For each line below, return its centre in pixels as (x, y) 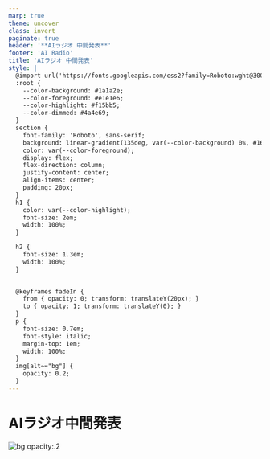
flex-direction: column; (64, 166)
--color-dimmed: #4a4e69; (66, 113)
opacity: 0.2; (46, 374)
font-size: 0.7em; (53, 329)
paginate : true (34, 38)
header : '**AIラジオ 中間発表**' (60, 46)
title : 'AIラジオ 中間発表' (51, 61)
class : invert (32, 31)
